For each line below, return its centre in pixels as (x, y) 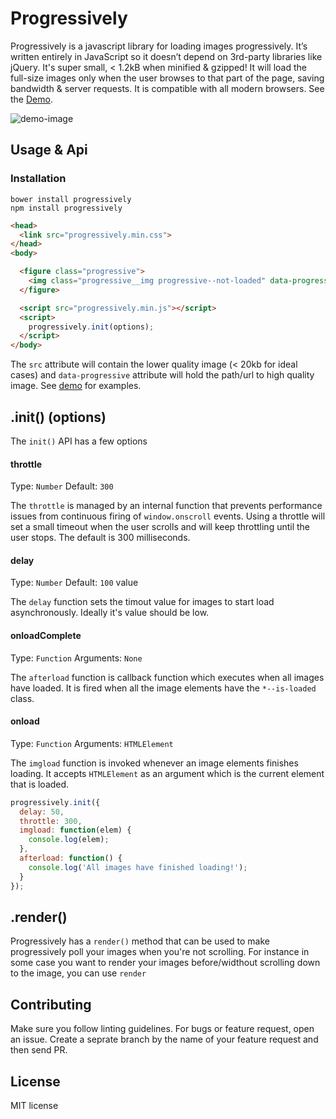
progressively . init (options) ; (91, 327)
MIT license (34, 1105)
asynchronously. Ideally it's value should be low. (110, 613)
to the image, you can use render (78, 973)
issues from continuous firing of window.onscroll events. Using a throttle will (168, 516)
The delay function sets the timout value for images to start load (142, 602)
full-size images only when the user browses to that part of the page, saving (167, 78)
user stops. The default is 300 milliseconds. (100, 538)
